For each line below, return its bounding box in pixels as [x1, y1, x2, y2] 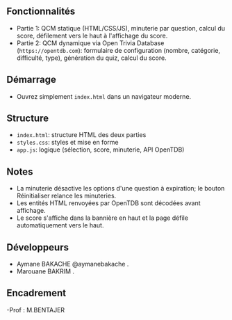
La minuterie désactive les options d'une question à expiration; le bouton [16, 184, 225, 193]
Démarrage [6, 74, 56, 86]
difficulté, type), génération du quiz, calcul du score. [16, 54, 167, 62]
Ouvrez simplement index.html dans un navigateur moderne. [16, 92, 192, 100]
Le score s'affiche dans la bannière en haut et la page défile [16, 214, 189, 222]
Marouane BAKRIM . [16, 267, 74, 275]
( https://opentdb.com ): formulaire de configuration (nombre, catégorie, [16, 46, 220, 54]
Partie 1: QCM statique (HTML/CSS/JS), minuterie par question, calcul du [16, 24, 226, 32]
